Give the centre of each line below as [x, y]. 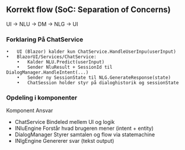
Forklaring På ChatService [45, 39]
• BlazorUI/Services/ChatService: [51, 57]
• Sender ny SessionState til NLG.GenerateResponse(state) [94, 78]
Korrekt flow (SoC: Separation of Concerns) [88, 10]
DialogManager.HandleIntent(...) [47, 73]
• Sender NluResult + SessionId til [65, 68]
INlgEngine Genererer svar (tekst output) [64, 141]
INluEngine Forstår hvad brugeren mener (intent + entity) [84, 128]
